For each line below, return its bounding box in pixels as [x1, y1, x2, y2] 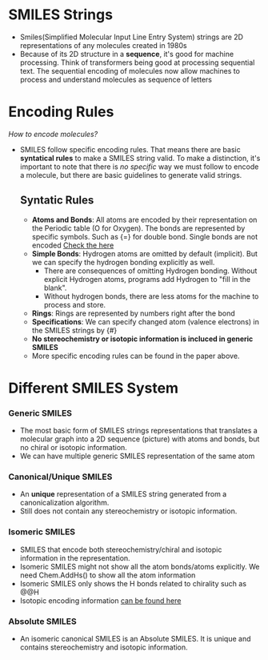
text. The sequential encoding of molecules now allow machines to [19, 66, 240, 75]
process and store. [43, 300, 106, 309]
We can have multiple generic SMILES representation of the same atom [19, 451, 255, 461]
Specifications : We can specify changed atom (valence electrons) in [31, 316, 260, 326]
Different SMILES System [8, 379, 178, 397]
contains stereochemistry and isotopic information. [19, 642, 188, 652]
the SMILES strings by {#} [31, 325, 118, 335]
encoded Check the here [31, 240, 114, 250]
